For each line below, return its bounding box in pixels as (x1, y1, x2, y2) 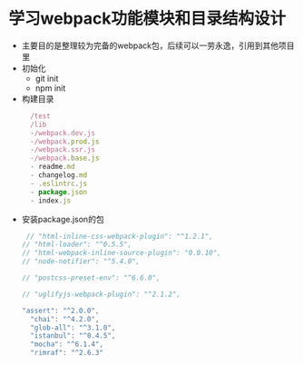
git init (34, 73, 59, 84)
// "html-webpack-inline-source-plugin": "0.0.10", (21, 249, 221, 258)
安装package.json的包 (21, 213, 105, 224)
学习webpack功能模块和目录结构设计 (8, 8, 287, 29)
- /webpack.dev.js (30, 128, 96, 137)
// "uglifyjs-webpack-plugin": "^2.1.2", (21, 290, 181, 299)
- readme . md (30, 163, 75, 172)
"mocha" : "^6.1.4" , (30, 340, 104, 350)
